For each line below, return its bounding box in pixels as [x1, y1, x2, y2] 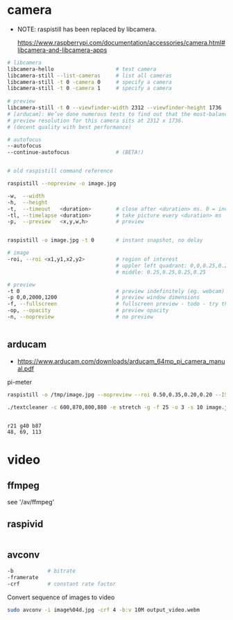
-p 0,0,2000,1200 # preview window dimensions [7, 294, 200, 301]
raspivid [7, 518, 44, 530]
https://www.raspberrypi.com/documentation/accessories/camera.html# [17, 38, 225, 46]
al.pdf [17, 364, 35, 373]
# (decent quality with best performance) [7, 123, 132, 130]
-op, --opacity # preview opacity [7, 307, 169, 314]
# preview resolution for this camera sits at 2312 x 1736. [7, 117, 185, 124]
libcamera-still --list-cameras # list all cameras [7, 72, 172, 79]
